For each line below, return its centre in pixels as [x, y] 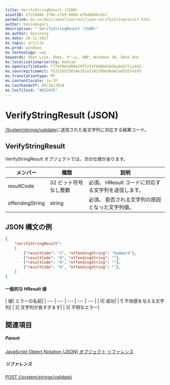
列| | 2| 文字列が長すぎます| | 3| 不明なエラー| [52, 307]
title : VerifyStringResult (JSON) [42, 10]
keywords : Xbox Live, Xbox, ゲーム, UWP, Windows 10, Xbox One [72, 57]
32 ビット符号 [67, 183]
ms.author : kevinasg [27, 33]
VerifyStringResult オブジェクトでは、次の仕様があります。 [67, 159]
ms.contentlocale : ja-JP [31, 81]
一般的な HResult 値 [26, 289]
